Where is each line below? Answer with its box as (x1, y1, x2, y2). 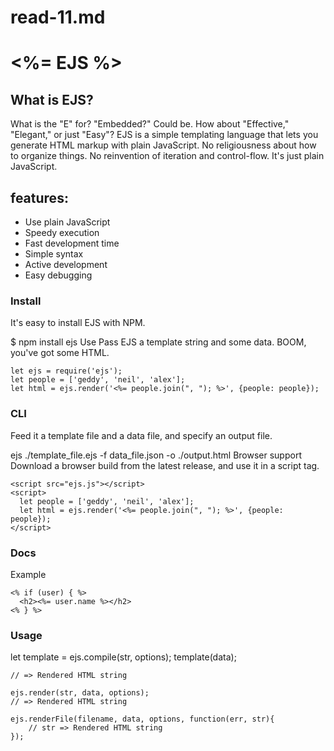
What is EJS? (10, 91, 94, 108)
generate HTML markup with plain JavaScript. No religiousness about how (10, 139, 317, 151)
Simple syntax (24, 248, 84, 260)
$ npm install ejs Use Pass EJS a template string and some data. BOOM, (10, 336, 307, 348)
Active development (24, 259, 108, 270)
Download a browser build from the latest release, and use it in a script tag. (10, 459, 320, 471)
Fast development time (24, 237, 120, 249)
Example (10, 568, 47, 580)
